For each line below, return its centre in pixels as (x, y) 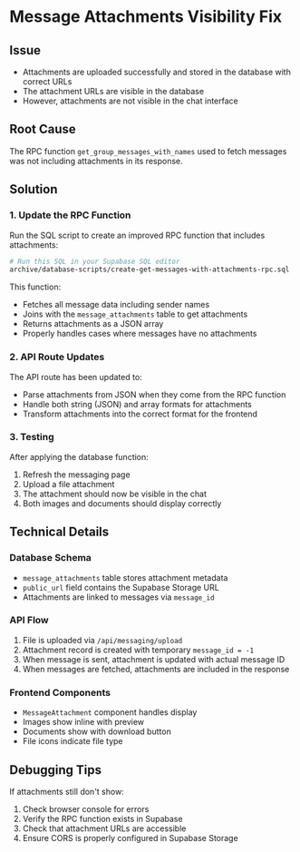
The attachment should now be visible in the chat (114, 494)
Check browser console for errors (86, 808)
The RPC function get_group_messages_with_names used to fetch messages (148, 151)
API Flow (29, 621)
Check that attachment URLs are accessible (104, 828)
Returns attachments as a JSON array (93, 324)
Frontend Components (60, 692)
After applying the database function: (79, 456)
